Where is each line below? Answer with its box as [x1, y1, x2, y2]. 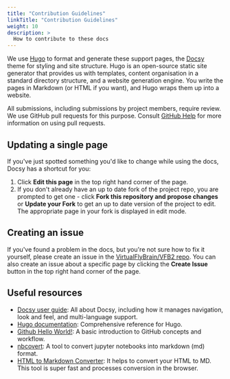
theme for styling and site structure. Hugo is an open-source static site [7, 62, 207, 70]
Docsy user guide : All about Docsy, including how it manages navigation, [16, 305, 224, 314]
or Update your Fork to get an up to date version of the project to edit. [16, 199, 216, 208]
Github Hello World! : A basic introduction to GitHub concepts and [16, 327, 202, 336]
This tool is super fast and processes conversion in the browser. [16, 364, 199, 372]
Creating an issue [7, 227, 84, 239]
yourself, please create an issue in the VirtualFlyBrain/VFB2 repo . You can [7, 252, 216, 261]
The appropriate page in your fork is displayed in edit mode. [16, 207, 187, 215]
